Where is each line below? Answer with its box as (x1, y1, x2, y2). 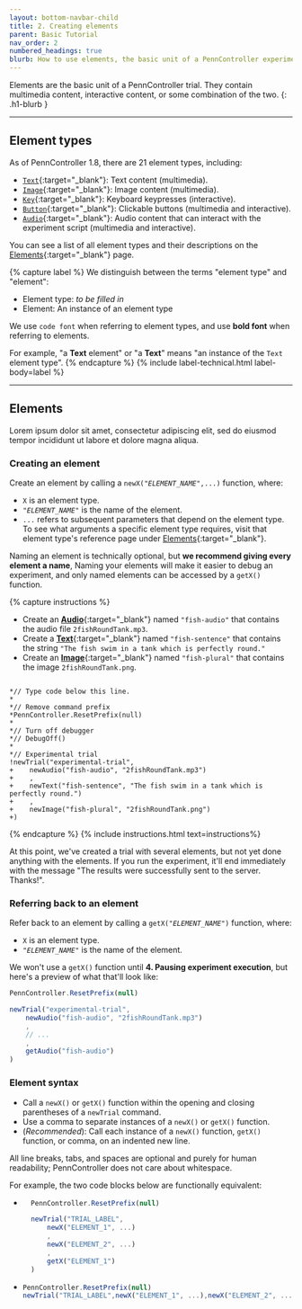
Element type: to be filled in (22, 293, 124, 304)
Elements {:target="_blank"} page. (9, 249, 135, 260)
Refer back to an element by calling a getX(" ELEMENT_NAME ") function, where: (9, 918, 292, 929)
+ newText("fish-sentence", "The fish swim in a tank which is (9, 781, 263, 790)
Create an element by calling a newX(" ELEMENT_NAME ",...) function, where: (9, 477, 284, 488)
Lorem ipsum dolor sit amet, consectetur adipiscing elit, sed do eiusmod (9, 424, 277, 436)
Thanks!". (9, 874, 45, 886)
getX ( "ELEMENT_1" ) (46, 1256, 116, 1266)
